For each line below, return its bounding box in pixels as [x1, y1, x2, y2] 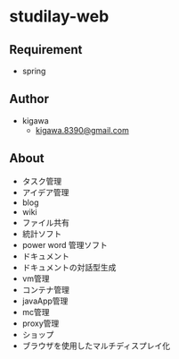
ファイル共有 [21, 217, 69, 227]
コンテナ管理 [21, 284, 69, 295]
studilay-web [9, 6, 110, 27]
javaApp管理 [21, 295, 69, 306]
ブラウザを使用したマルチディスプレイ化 [21, 340, 171, 351]
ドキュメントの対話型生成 [21, 261, 117, 272]
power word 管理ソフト [21, 239, 109, 250]
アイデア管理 [21, 186, 69, 198]
